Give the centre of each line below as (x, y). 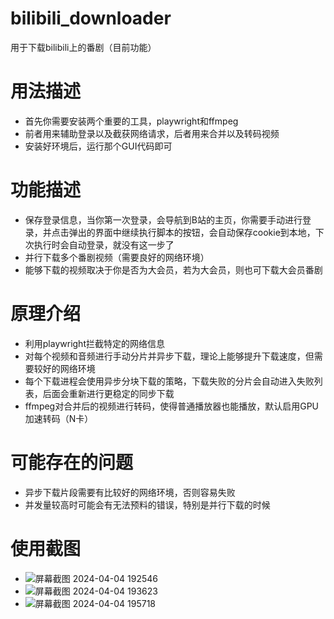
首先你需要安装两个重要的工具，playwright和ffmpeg (131, 121)
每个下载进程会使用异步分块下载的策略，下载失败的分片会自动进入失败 (169, 381)
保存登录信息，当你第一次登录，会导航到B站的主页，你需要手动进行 (163, 219)
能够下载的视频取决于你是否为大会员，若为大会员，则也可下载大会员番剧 (173, 269)
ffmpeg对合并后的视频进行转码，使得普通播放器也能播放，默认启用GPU (172, 406)
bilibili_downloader (91, 18)
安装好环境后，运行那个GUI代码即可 (98, 146)
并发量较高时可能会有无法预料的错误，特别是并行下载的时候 (147, 504)
